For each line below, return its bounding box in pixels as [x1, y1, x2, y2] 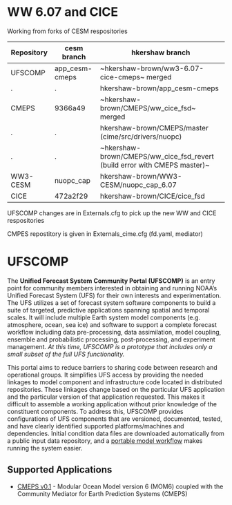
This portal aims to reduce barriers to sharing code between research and [7, 363, 217, 371]
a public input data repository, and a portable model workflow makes [7, 436, 203, 445]
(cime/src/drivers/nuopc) [99, 132, 182, 141]
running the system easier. [7, 444, 83, 452]
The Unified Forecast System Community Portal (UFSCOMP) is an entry [7, 277, 215, 285]
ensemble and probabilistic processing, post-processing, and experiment [7, 335, 215, 344]
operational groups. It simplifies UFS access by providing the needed [7, 370, 204, 379]
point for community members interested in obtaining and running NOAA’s [7, 284, 217, 292]
